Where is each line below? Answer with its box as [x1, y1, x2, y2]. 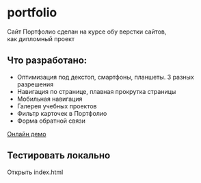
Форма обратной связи [16, 117, 85, 125]
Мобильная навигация [16, 95, 83, 103]
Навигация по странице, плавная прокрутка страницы [16, 87, 176, 95]
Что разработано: [7, 55, 88, 66]
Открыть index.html [7, 168, 64, 176]
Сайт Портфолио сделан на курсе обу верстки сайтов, [7, 27, 167, 36]
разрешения [16, 80, 53, 88]
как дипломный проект [7, 34, 75, 42]
